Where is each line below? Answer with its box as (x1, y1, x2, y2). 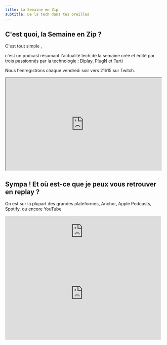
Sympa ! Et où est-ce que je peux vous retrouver (5, 180, 157, 188)
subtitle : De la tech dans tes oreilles (5, 12, 90, 17)
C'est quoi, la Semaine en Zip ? (5, 30, 102, 38)
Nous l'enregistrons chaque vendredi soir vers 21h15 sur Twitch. (5, 68, 135, 74)
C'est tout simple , (5, 43, 42, 49)
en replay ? (5, 188, 40, 196)
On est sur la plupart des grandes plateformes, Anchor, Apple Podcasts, (5, 201, 152, 207)
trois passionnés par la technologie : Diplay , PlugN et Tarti (5, 58, 123, 64)
